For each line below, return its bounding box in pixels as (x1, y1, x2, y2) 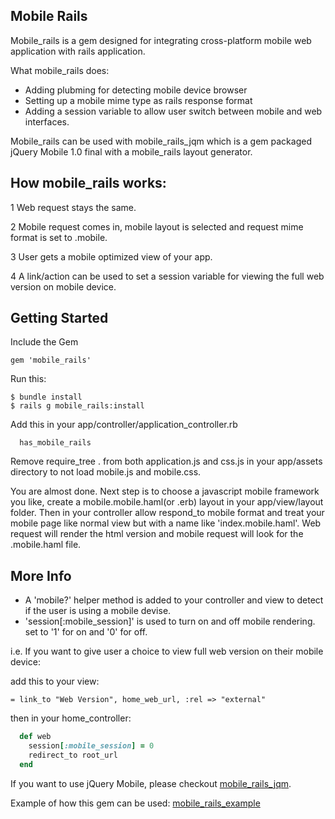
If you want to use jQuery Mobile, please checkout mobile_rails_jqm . (10, 777, 292, 789)
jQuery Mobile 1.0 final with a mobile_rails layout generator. (10, 145, 253, 158)
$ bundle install (10, 392, 83, 403)
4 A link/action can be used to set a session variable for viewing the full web (10, 270, 325, 282)
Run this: (10, 373, 47, 385)
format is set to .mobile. (10, 231, 108, 243)
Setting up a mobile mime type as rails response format (24, 94, 253, 106)
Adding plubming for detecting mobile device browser (24, 84, 248, 96)
